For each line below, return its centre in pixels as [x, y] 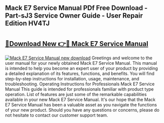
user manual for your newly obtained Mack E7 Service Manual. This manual [81, 63]
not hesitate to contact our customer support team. [57, 115]
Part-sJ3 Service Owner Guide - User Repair [74, 16]
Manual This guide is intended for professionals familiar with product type [80, 89]
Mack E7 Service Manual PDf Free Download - [76, 8]
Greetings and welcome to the [122, 58]
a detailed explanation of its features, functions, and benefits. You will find [80, 74]
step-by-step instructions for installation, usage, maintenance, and [72, 79]
